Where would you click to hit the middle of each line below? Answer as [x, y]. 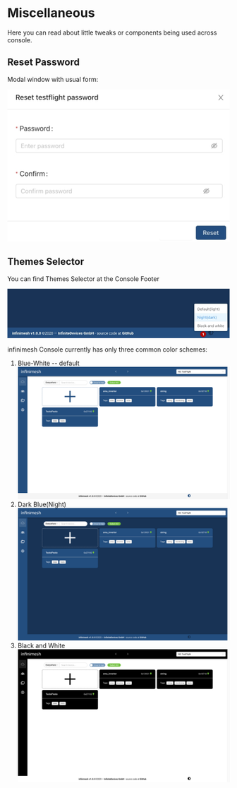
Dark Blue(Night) [42, 505]
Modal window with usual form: [53, 79]
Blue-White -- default [48, 363]
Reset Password [43, 62]
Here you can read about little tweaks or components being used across [112, 32]
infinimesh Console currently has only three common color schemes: [108, 350]
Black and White [41, 646]
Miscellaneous [51, 13]
